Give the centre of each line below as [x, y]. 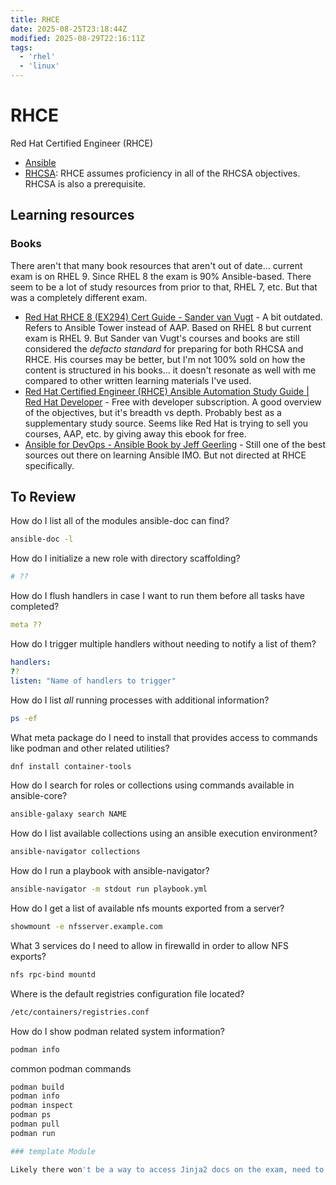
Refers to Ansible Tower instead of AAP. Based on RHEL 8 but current [168, 327]
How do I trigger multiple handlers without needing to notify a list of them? [163, 644]
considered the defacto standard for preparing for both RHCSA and [164, 348]
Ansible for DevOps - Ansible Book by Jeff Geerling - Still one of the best [175, 444]
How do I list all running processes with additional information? [140, 700]
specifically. [49, 465]
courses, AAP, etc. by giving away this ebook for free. [135, 433]
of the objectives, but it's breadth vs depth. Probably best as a [153, 412]
